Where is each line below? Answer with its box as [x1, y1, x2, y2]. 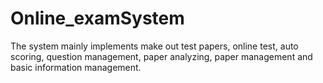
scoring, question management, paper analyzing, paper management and [10, 50, 313, 62]
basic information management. [10, 61, 142, 73]
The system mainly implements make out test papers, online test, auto [10, 40, 299, 52]
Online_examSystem [10, 7, 185, 30]
